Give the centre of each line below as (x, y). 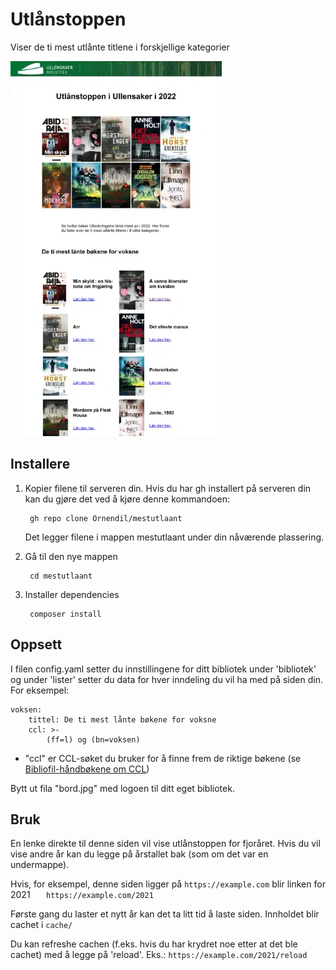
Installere (40, 464)
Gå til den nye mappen (71, 556)
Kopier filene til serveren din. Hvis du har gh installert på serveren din (168, 488)
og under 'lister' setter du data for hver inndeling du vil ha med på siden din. (166, 679)
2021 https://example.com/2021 (82, 895)
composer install (65, 614)
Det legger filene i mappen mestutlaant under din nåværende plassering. (174, 537)
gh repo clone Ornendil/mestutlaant (106, 518)
